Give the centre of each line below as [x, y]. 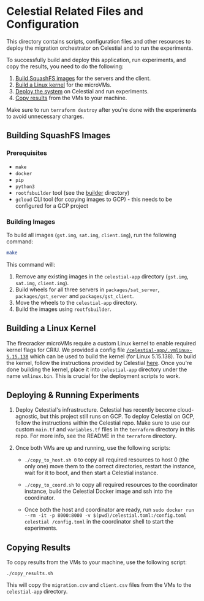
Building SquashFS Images [59, 136]
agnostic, [27, 417]
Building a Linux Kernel [51, 328]
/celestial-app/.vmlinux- [160, 350]
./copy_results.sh [30, 574]
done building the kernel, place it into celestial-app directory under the [97, 369]
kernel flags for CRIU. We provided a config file [66, 350]
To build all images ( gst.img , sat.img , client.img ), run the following [91, 235]
